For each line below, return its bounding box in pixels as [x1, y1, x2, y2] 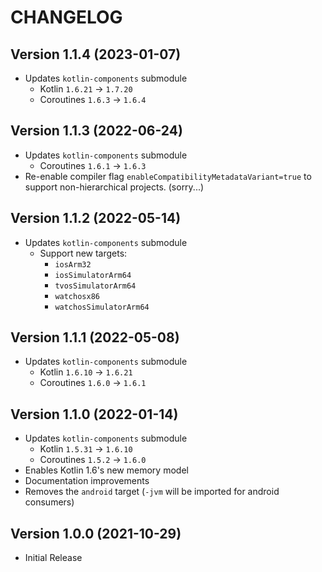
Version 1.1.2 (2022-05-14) [10, 210, 182, 227]
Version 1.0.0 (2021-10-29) [10, 525, 182, 542]
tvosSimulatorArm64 [54, 281, 137, 291]
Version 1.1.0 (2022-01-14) [10, 406, 179, 423]
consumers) [24, 496, 75, 508]
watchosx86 [54, 291, 100, 301]
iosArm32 [54, 259, 92, 270]
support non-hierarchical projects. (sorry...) [24, 181, 205, 193]
